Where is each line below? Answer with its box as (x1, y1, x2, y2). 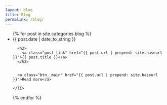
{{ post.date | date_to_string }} (12, 36, 76, 42)
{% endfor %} (12, 95, 42, 101)
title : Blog (5, 12, 30, 17)
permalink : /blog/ (5, 17, 44, 22)
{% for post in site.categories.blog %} (12, 31, 92, 37)
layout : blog (5, 7, 33, 13)
